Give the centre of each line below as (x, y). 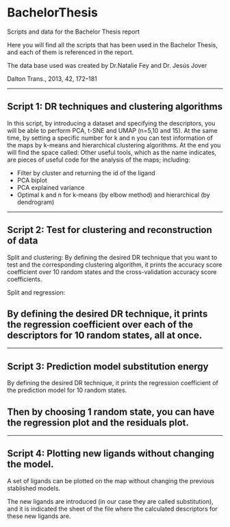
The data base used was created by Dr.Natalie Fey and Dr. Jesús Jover (107, 65)
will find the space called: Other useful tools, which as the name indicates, (112, 152)
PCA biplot (32, 180)
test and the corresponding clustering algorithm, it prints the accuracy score (115, 265)
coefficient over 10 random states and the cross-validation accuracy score (112, 271)
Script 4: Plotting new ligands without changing (111, 454)
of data (23, 241)
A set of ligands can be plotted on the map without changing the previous (111, 480)
